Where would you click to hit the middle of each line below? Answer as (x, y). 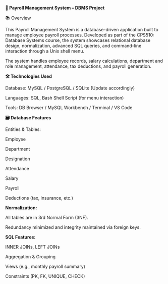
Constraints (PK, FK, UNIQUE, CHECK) (45, 276)
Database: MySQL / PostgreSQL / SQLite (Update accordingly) (70, 88)
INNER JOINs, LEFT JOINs (33, 247)
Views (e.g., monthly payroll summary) (45, 266)
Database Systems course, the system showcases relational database (78, 40)
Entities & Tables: (23, 129)
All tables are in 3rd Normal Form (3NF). (47, 218)
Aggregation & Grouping (30, 257)
